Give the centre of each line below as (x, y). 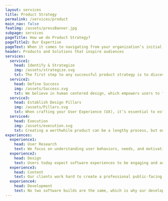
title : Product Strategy (31, 14)
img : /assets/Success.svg (41, 89)
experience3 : (23, 168)
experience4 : (23, 182)
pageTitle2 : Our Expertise (33, 42)
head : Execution (31, 121)
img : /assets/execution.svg (43, 126)
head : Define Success (36, 84)
